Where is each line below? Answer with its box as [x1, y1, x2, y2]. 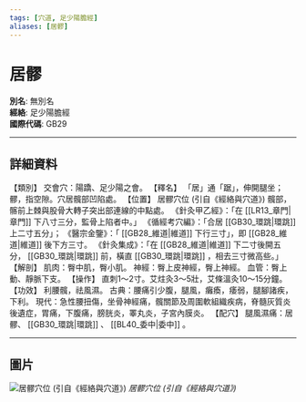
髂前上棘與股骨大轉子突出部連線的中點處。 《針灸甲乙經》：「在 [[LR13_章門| [9, 205, 291, 216]
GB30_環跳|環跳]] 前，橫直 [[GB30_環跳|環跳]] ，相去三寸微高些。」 [33, 251, 284, 262]
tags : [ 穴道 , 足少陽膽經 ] [9, 13, 98, 23]
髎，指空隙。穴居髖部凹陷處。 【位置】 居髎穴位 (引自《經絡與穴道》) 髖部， [9, 193, 291, 205]
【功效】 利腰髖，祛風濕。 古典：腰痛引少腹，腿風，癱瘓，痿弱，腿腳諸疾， [9, 284, 293, 296]
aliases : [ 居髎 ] [9, 22, 68, 31]
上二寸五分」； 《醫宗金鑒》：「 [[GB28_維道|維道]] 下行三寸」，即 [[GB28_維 [9, 228, 288, 239]
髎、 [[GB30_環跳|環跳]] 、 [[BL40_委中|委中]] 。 [9, 319, 191, 330]
